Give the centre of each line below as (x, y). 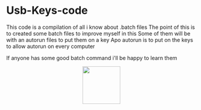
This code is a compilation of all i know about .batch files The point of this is (101, 27)
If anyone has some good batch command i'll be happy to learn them (92, 58)
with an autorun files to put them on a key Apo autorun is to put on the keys (100, 40)
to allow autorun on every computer (51, 46)
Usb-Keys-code (47, 11)
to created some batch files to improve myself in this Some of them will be (98, 33)
